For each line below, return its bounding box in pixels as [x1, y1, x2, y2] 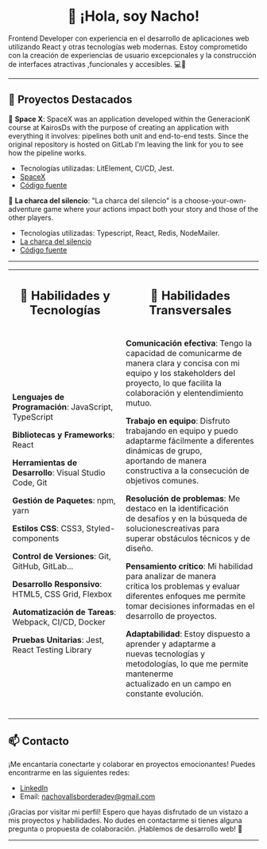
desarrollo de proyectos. [126, 611, 217, 622]
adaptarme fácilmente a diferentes [126, 436, 254, 447]
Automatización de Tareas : [12, 607, 117, 618]
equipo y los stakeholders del [126, 368, 236, 379]
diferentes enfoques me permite [126, 591, 246, 602]
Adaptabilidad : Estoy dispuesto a [126, 628, 250, 640]
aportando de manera [126, 456, 207, 467]
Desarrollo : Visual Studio [12, 468, 106, 479]
